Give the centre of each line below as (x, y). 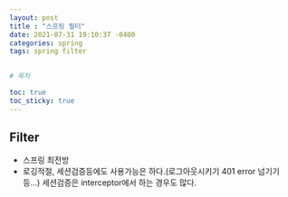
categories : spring (46, 43)
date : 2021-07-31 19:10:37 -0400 (72, 34)
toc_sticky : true (42, 100)
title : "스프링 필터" (48, 26)
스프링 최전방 (46, 160)
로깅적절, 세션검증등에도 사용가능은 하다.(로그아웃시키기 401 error (139, 172)
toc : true (28, 92)
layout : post (34, 18)
